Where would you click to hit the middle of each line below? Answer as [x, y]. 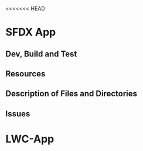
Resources [25, 74]
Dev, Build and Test [41, 54]
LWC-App [30, 139]
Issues [18, 114]
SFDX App [31, 32]
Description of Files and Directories [71, 94]
